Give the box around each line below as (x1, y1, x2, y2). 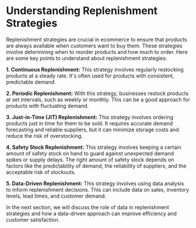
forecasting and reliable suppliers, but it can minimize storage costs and (6, 126, 179, 133)
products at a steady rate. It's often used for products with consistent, (6, 72, 174, 79)
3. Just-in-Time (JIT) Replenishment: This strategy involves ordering (6, 113, 174, 121)
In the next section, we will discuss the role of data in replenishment (6, 203, 169, 210)
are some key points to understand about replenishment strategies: (6, 55, 167, 62)
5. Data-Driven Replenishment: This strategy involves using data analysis (6, 180, 184, 187)
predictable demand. (6, 78, 57, 86)
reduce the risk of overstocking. (6, 132, 83, 139)
